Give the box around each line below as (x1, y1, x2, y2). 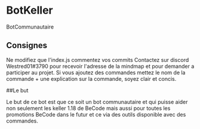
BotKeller (6, 4, 53, 17)
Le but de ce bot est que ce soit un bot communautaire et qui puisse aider (6, 98, 188, 105)
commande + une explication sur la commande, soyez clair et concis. (6, 75, 177, 82)
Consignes (6, 40, 48, 51)
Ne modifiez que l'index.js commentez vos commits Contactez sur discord (6, 56, 189, 63)
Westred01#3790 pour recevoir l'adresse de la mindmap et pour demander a (6, 62, 195, 70)
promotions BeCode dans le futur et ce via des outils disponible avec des (6, 111, 186, 118)
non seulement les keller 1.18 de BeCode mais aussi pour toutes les (6, 105, 171, 112)
